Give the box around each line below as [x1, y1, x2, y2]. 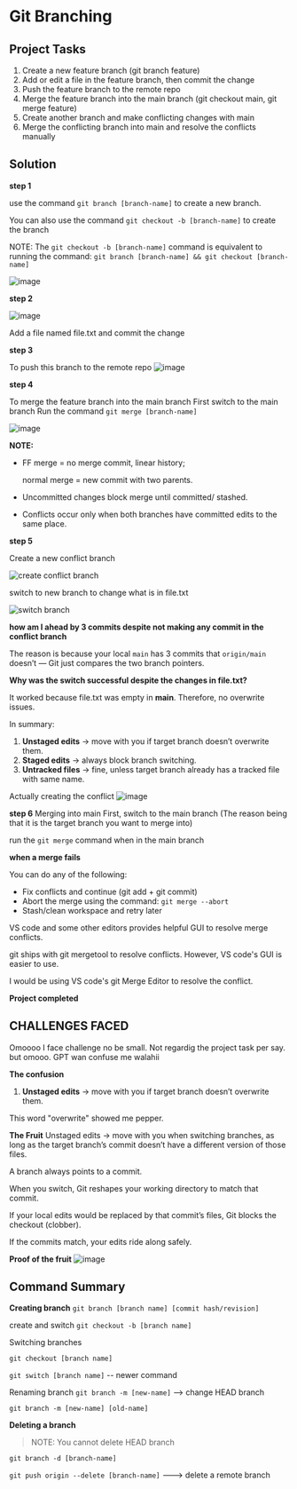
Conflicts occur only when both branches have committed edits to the [21, 509, 277, 519]
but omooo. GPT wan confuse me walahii [9, 1051, 160, 1062]
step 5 [9, 535, 34, 546]
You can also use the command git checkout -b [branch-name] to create [9, 215, 277, 226]
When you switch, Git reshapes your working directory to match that [9, 1183, 259, 1193]
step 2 [9, 293, 34, 304]
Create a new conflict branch [9, 552, 115, 563]
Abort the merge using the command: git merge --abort [21, 895, 229, 907]
